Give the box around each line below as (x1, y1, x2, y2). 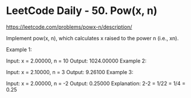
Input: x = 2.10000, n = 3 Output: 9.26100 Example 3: (6, 68, 134, 75)
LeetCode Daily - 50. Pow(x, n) (6, 4, 158, 17)
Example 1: (6, 45, 32, 53)
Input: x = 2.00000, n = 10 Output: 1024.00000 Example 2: (6, 57, 147, 64)
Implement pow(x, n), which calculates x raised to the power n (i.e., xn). (6, 34, 179, 41)
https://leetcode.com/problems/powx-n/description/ (6, 23, 132, 30)
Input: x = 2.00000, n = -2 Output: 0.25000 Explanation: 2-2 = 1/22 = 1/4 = (6, 80, 186, 87)
